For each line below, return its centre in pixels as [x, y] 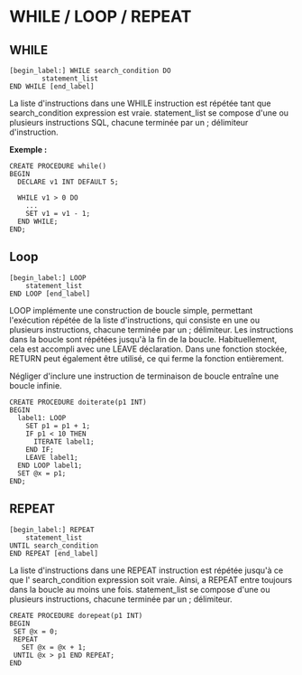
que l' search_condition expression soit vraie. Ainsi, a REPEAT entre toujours [151, 579]
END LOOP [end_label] [50, 294]
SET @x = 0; [36, 631]
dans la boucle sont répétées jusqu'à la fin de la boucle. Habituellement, [143, 339]
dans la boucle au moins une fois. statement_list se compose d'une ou [140, 589]
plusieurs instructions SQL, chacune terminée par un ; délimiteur [129, 122]
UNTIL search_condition [54, 545]
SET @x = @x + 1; [54, 647]
